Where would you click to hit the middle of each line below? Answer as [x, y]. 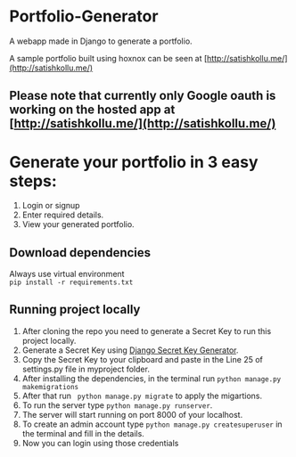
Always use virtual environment [67, 274]
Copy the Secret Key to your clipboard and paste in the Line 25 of [142, 359]
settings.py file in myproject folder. [86, 369]
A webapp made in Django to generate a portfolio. [101, 41]
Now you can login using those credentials [100, 443]
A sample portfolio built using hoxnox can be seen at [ [108, 58]
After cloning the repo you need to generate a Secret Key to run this [147, 331]
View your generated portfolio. [78, 224]
